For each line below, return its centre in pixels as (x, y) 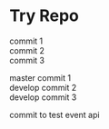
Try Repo (44, 16)
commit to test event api (54, 114)
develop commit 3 (43, 97)
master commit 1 (40, 77)
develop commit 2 (43, 87)
